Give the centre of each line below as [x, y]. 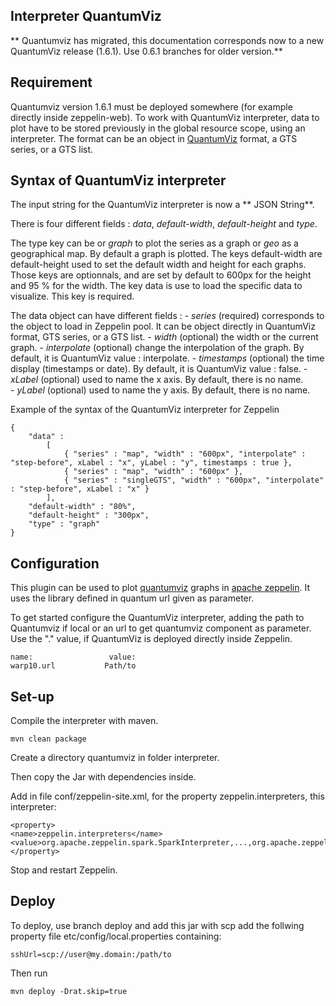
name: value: [73, 657]
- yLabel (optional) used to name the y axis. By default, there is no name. [160, 390]
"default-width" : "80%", [82, 507]
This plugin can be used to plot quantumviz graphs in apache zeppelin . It [160, 588]
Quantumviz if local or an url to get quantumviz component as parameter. [161, 628]
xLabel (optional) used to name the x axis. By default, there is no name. [157, 380]
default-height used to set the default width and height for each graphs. [158, 265]
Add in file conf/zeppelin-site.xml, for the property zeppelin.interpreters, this [167, 796]
